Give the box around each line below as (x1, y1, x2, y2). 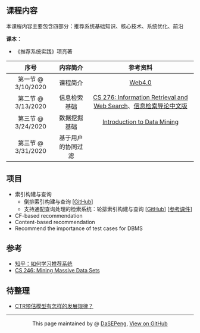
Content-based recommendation (14, 218, 95, 225)
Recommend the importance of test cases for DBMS (14, 225, 143, 232)
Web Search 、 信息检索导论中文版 (93, 102, 187, 110)
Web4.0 (129, 78, 152, 86)
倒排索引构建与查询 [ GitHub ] (23, 198, 93, 205)
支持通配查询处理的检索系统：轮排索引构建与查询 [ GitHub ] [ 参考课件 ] (23, 205, 192, 212)
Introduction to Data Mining (102, 118, 179, 126)
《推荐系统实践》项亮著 (14, 48, 73, 55)
